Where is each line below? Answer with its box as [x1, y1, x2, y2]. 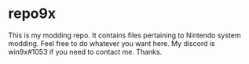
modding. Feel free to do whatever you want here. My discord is [8, 38, 215, 48]
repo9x [8, 5, 57, 23]
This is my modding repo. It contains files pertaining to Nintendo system [8, 30, 241, 40]
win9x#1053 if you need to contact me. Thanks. [8, 47, 163, 56]
